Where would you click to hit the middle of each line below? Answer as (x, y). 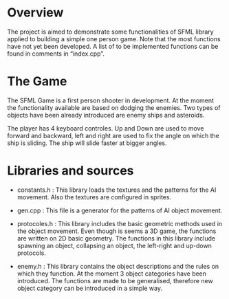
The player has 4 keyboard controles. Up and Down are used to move (106, 128)
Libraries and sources (70, 171)
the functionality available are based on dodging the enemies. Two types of (114, 107)
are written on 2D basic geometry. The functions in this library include (116, 238)
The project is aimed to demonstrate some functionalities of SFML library (111, 32)
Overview (35, 13)
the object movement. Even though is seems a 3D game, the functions (117, 231)
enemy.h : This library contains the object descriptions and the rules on (118, 266)
